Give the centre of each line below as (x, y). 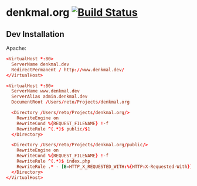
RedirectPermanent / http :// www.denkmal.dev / (68, 70)
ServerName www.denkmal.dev (46, 91)
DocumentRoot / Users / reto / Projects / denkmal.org (71, 102)
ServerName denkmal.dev (40, 64)
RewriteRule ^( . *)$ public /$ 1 (54, 129)
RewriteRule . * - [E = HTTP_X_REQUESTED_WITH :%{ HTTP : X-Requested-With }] (105, 167)
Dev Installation (35, 34)
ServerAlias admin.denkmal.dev (50, 97)
